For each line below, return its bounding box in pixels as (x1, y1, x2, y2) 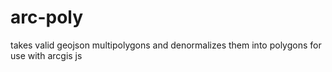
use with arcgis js (10, 49, 83, 61)
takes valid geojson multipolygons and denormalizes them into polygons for (10, 39, 322, 51)
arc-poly (10, 6, 84, 29)
